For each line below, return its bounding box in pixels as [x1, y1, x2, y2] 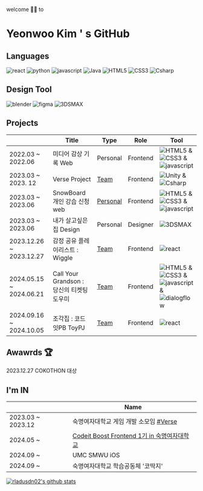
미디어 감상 [53, 149, 83, 158]
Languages [6, 51, 50, 61]
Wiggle [53, 253, 73, 262]
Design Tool [6, 85, 53, 95]
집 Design [53, 225, 80, 233]
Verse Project [53, 175, 91, 183]
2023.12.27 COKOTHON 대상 [6, 367, 77, 374]
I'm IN [6, 385, 29, 395]
